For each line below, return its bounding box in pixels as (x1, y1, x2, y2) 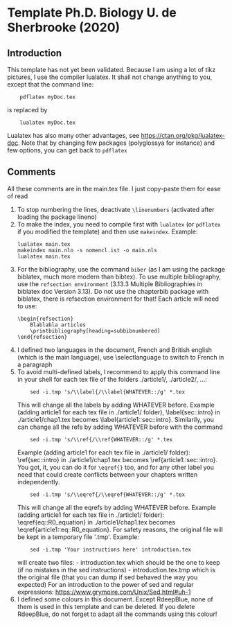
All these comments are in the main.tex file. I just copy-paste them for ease (7, 184, 221, 193)
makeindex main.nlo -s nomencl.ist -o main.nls (17, 247, 157, 254)
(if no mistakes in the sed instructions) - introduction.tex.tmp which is (17, 565, 216, 574)
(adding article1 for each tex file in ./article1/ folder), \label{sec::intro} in (17, 407, 220, 416)
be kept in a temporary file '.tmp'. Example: (17, 532, 140, 541)
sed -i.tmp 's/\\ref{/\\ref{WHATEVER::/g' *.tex (30, 436, 173, 443)
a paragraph (17, 360, 53, 369)
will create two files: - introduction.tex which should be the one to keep (17, 558, 220, 566)
